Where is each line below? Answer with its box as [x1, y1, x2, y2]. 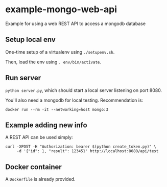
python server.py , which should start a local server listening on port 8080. [5, 87, 162, 93]
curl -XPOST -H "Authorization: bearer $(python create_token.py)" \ [5, 144, 157, 149]
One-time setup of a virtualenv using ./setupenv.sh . [5, 49, 115, 55]
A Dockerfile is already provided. [5, 176, 76, 182]
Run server [5, 74, 41, 82]
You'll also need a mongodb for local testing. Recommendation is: [5, 97, 144, 103]
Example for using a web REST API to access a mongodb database [5, 20, 146, 27]
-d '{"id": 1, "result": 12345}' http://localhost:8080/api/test [16, 149, 159, 154]
